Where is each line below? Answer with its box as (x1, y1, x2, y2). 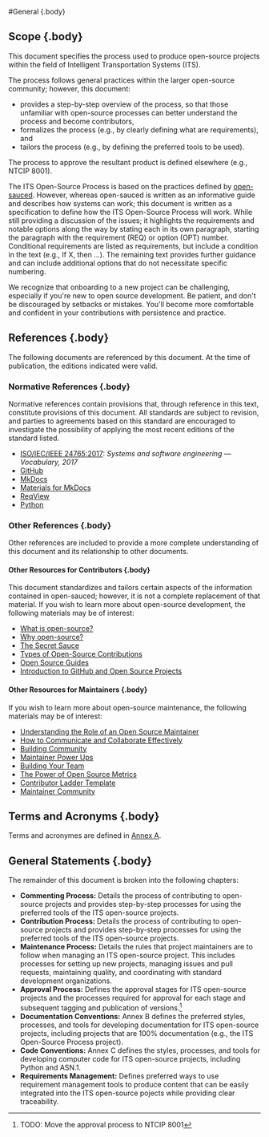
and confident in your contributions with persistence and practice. (8, 308, 227, 318)
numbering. (8, 266, 46, 276)
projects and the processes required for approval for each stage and (19, 993, 246, 1003)
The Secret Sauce (19, 641, 80, 650)
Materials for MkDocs (19, 483, 91, 492)
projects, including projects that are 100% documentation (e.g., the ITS (19, 1028, 254, 1038)
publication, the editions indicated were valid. (8, 361, 159, 370)
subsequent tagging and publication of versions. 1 (19, 1001, 183, 1013)
